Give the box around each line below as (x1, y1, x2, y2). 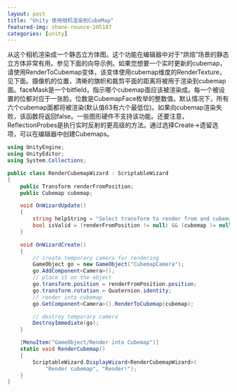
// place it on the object (32, 274, 112, 281)
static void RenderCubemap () (20, 345, 106, 352)
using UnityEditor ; (7, 150, 65, 158)
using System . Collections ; (7, 157, 87, 164)
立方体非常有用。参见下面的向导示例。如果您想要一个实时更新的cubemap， (7, 59, 226, 68)
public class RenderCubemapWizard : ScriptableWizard (7, 170, 169, 177)
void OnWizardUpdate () (20, 202, 87, 209)
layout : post (7, 10, 46, 18)
